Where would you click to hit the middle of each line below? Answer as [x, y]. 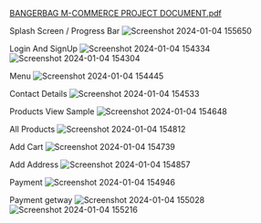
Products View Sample [52, 111]
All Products [32, 129]
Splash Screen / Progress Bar [65, 31]
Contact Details [38, 94]
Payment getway [41, 200]
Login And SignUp [44, 48]
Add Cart [26, 147]
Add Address [34, 165]
